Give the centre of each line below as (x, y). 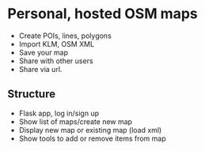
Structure (32, 94)
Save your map (44, 52)
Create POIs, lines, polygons (65, 36)
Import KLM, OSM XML (57, 43)
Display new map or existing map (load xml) (90, 130)
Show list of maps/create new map (75, 121)
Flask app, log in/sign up (59, 113)
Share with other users (56, 61)
